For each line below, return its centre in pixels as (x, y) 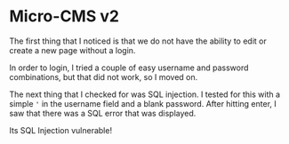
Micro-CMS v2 (64, 16)
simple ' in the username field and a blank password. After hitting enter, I (143, 103)
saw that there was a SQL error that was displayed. (103, 113)
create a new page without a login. (72, 50)
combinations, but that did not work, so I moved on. (104, 76)
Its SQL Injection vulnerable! (61, 130)
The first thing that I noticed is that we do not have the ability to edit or (138, 41)
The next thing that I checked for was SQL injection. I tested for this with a (145, 94)
